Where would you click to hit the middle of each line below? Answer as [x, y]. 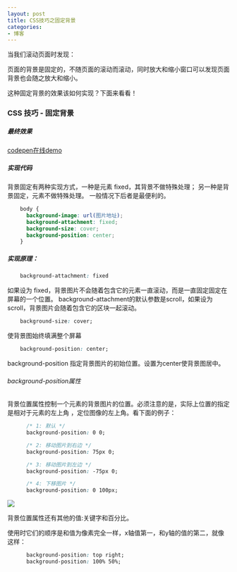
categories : [25, 27]
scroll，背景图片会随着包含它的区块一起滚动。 [74, 308]
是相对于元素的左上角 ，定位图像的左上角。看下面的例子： [92, 413]
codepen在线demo [35, 150]
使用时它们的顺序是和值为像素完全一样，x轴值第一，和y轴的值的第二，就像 [116, 533]
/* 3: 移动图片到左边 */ [59, 465]
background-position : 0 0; [66, 433]
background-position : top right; [75, 555]
